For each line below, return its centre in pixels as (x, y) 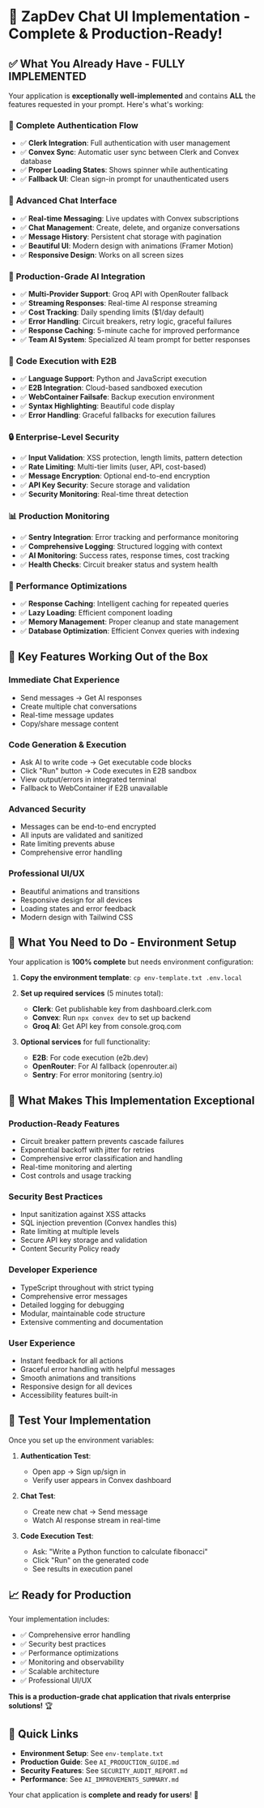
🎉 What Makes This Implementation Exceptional (132, 1101)
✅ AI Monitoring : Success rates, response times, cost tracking (125, 555)
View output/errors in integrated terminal (88, 780)
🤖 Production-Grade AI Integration (77, 276)
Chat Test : (38, 1496)
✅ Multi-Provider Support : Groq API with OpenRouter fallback (124, 293)
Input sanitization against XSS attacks (83, 1215)
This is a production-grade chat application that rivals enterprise (119, 1696)
